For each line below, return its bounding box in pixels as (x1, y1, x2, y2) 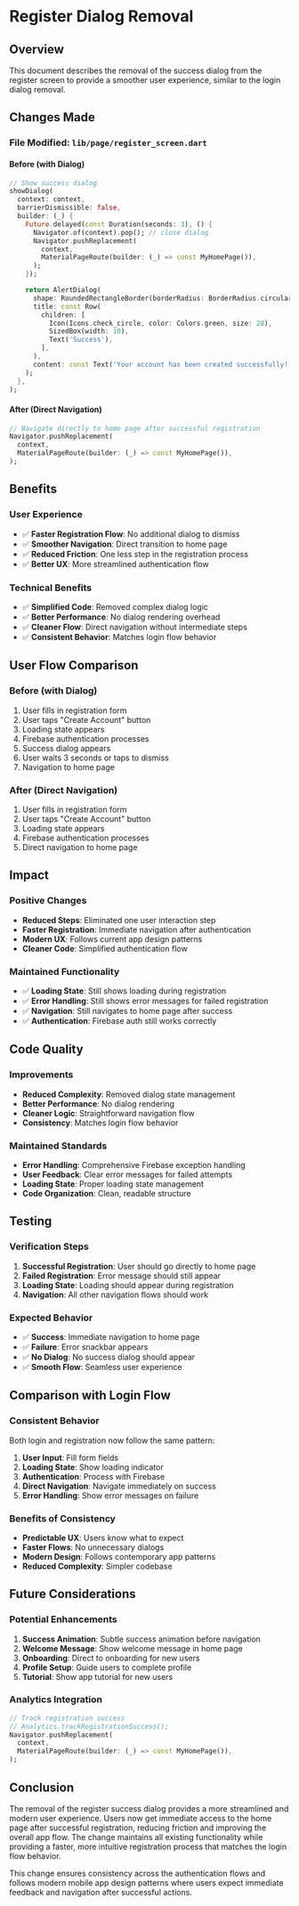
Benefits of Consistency (9, 1512, 116, 1524)
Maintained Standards (9, 1140, 108, 1152)
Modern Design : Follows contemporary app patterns (21, 1551, 216, 1561)
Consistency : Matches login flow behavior (21, 1117, 179, 1128)
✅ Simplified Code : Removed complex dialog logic (21, 601, 209, 612)
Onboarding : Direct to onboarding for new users (21, 1652, 200, 1663)
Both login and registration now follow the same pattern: (9, 1435, 215, 1446)
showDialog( (9, 187, 53, 196)
